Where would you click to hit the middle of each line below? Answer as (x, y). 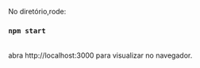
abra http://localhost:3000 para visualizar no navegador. (100, 55)
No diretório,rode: (37, 11)
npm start (27, 30)
